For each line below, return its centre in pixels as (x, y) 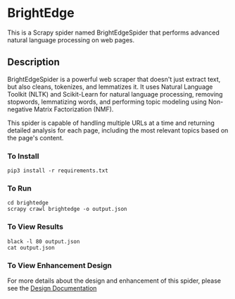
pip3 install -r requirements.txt (58, 171)
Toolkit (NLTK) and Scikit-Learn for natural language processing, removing (115, 94)
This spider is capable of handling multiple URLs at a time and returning (111, 123)
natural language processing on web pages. (71, 39)
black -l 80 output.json (44, 241)
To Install (23, 156)
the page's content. (36, 138)
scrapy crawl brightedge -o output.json (68, 209)
